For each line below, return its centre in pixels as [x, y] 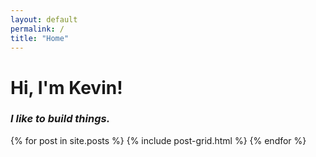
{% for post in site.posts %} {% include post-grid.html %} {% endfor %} [158, 140]
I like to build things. [60, 119]
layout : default [44, 19]
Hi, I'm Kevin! [66, 87]
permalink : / [37, 29]
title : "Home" [40, 38]
